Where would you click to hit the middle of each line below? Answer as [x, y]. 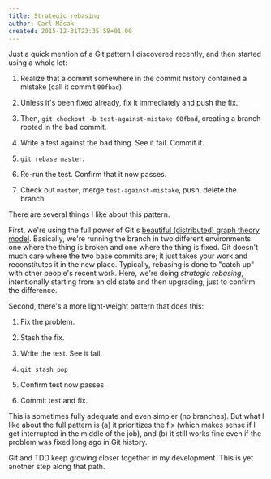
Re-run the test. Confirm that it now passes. [93, 175]
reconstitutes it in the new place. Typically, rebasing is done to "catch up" [131, 265]
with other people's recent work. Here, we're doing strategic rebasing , [126, 274]
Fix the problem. [47, 322]
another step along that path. [57, 467]
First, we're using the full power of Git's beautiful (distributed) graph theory [134, 230]
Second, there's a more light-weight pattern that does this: [106, 306]
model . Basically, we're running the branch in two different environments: [131, 239]
